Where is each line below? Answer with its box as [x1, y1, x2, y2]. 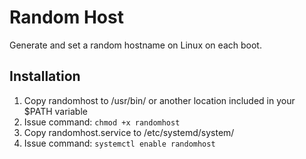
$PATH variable [23, 105, 88, 117]
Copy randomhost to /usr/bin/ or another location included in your [23, 94, 296, 106]
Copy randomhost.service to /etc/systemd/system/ [23, 126, 235, 138]
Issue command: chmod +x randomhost [23, 116, 181, 128]
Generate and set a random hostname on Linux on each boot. [9, 39, 262, 51]
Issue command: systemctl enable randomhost [23, 137, 216, 149]
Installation [9, 68, 81, 85]
